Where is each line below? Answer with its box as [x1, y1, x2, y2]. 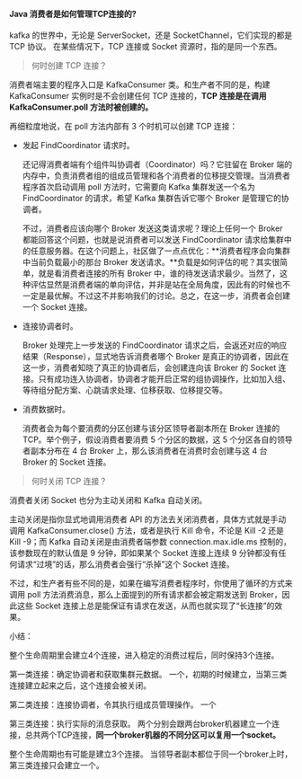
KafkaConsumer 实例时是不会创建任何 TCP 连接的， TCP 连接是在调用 [9, 91, 267, 102]
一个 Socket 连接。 [22, 302, 93, 313]
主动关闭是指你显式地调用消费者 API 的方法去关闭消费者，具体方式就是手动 [9, 514, 287, 525]
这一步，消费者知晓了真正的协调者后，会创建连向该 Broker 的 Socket [22, 362, 277, 373]
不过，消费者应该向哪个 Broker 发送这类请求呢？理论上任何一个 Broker [22, 223, 283, 234]
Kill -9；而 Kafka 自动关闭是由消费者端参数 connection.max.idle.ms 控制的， [9, 536, 292, 547]
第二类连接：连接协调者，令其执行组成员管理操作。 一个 [9, 699, 217, 710]
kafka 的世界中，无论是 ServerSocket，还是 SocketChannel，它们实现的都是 [9, 30, 293, 40]
